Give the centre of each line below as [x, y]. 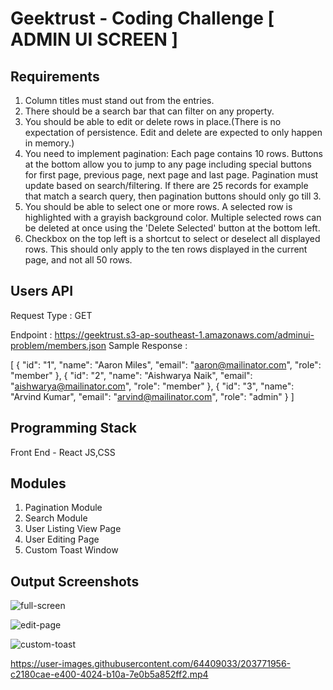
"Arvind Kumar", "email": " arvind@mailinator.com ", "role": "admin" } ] [152, 396]
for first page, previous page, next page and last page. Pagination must [171, 175]
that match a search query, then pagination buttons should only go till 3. [173, 196]
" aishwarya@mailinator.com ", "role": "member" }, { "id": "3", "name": [152, 386]
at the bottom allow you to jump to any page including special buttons [168, 164]
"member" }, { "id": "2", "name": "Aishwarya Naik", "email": [131, 375]
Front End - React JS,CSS [63, 452]
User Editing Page [62, 539]
